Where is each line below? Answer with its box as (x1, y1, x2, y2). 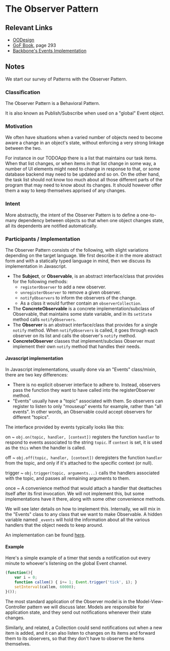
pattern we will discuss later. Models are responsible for (27, 604, 144, 610)
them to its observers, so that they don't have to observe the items (5, 635, 145, 641)
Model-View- (136, 598, 163, 604)
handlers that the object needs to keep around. (5, 522, 104, 528)
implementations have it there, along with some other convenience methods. (5, 496, 165, 502)
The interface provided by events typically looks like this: (5, 424, 124, 430)
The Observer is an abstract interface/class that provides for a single (12, 322, 158, 328)
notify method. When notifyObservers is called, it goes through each (12, 327, 158, 333)
